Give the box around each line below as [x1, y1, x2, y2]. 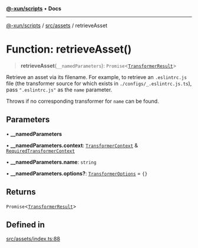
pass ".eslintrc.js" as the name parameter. [6, 86, 113, 93]
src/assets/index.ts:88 [6, 236, 61, 243]
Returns [6, 187, 37, 197]
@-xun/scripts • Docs [6, 5, 62, 12]
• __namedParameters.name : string [6, 158, 97, 165]
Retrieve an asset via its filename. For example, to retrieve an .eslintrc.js [6, 73, 187, 80]
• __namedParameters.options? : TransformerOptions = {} [6, 169, 148, 177]
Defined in [6, 220, 45, 230]
